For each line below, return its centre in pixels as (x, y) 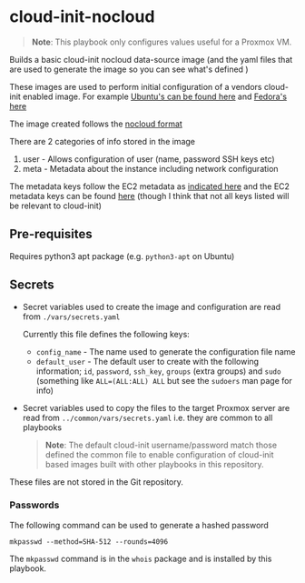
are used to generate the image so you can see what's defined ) (129, 69)
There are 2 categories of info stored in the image (102, 141)
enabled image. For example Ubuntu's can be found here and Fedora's (155, 96)
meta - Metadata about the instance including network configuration (150, 168)
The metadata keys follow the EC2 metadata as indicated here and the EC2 (150, 186)
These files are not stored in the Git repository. (97, 482)
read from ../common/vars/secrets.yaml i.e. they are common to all (148, 417)
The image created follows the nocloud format (96, 124)
